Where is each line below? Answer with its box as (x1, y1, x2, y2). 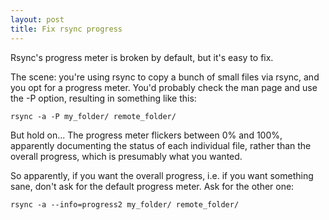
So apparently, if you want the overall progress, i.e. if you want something (10, 169, 314, 181)
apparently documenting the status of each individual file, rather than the (10, 139, 312, 151)
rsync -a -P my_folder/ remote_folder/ (10, 111, 177, 121)
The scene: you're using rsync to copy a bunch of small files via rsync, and (10, 71, 320, 83)
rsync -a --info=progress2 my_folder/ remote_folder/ (10, 199, 240, 210)
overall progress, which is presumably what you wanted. (10, 150, 243, 162)
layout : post (10, 14, 65, 25)
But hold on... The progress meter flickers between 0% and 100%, (10, 129, 283, 141)
